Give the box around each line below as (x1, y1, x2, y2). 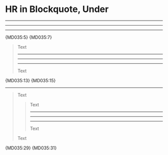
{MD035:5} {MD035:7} (5, 34, 52, 40)
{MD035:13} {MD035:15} (5, 77, 56, 83)
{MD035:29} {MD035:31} (5, 144, 57, 151)
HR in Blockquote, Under (5, 4, 109, 15)
